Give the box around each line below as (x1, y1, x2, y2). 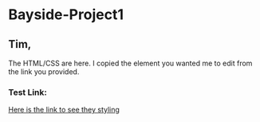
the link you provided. (8, 67, 80, 77)
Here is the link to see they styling (8, 105, 120, 115)
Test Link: (8, 86, 48, 97)
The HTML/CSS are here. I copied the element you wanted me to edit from (8, 58, 253, 68)
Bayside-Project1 (8, 6, 124, 24)
